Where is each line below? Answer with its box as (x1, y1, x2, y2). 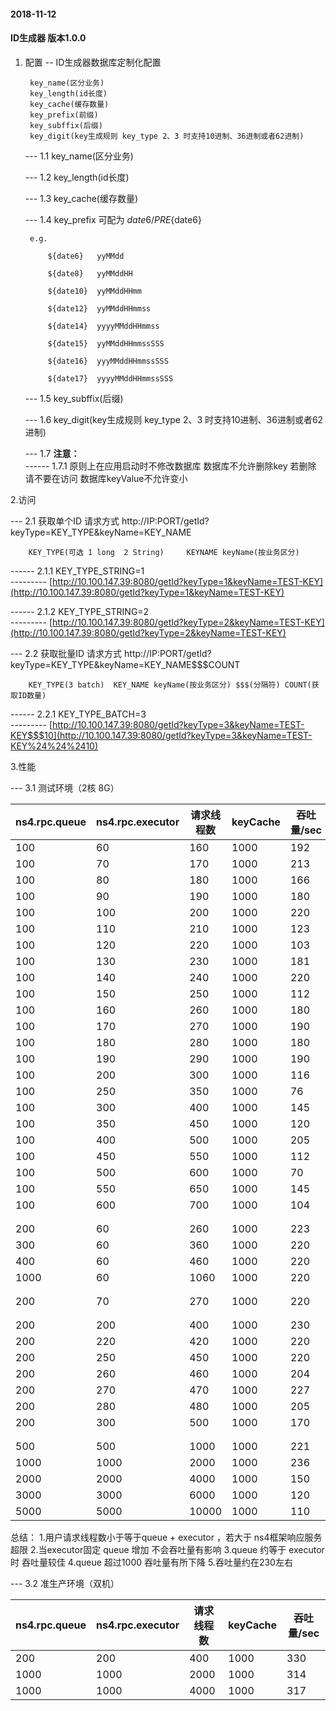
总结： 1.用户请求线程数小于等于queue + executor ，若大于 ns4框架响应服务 (10, 1531, 323, 1543)
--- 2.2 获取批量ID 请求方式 (10, 647, 123, 659)
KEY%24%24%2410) (10, 740, 99, 752)
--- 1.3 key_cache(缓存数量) (24, 192, 139, 204)
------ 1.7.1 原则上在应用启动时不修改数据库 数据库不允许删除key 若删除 (24, 460, 317, 472)
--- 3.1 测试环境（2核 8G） (10, 781, 120, 794)
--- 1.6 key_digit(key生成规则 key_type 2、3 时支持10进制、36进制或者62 (24, 413, 324, 425)
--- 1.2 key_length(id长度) (24, 171, 130, 183)
